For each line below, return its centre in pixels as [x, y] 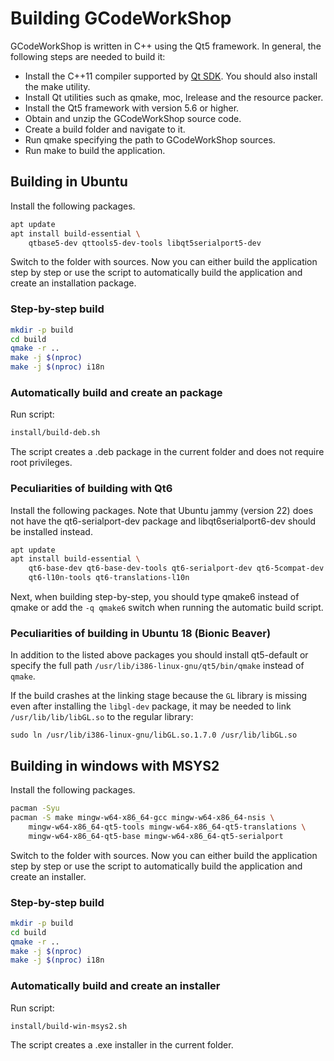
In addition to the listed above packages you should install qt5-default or [159, 655]
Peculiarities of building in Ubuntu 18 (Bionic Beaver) [141, 633]
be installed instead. [51, 531]
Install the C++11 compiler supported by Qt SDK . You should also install [171, 76]
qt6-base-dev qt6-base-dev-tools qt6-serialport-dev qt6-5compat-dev [176, 568]
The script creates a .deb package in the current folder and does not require [167, 452]
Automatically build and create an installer [115, 986]
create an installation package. [73, 283]
